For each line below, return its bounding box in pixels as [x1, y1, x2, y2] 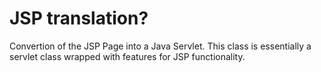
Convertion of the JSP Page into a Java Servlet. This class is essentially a [9, 40, 312, 52]
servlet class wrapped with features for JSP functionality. [9, 50, 246, 62]
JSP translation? [9, 7, 149, 30]
